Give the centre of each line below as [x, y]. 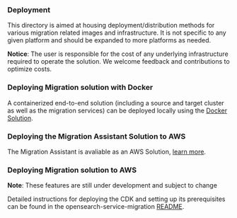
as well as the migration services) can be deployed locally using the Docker [117, 110]
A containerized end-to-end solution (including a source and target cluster [116, 103]
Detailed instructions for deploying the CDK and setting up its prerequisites [116, 199]
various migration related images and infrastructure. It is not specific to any [117, 33]
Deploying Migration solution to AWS [72, 170]
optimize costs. [29, 69]
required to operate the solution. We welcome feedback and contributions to [118, 62]
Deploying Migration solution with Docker [80, 88]
